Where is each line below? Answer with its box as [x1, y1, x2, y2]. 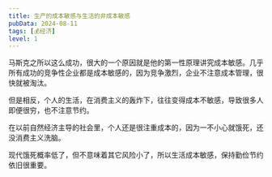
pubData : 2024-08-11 [8, 19, 79, 28]
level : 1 [8, 34, 38, 43]
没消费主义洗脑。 [8, 133, 66, 143]
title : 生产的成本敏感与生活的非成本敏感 [8, 11, 131, 20]
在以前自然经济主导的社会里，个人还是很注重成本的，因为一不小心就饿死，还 [8, 123, 264, 132]
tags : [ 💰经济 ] [8, 27, 56, 35]
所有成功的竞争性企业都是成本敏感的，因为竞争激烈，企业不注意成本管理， [8, 68, 257, 78]
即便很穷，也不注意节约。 [8, 106, 94, 115]
